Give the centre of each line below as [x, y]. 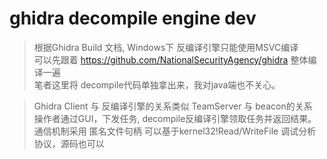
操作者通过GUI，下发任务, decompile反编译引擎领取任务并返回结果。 [175, 118]
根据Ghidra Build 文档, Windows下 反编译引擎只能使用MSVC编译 [166, 47]
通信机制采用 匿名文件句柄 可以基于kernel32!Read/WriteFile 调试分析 [175, 131]
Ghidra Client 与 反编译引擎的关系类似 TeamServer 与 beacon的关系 [173, 106]
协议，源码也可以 [69, 143]
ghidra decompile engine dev [133, 18]
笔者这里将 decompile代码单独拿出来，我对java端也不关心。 [157, 84]
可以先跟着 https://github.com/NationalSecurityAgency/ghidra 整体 [171, 59]
